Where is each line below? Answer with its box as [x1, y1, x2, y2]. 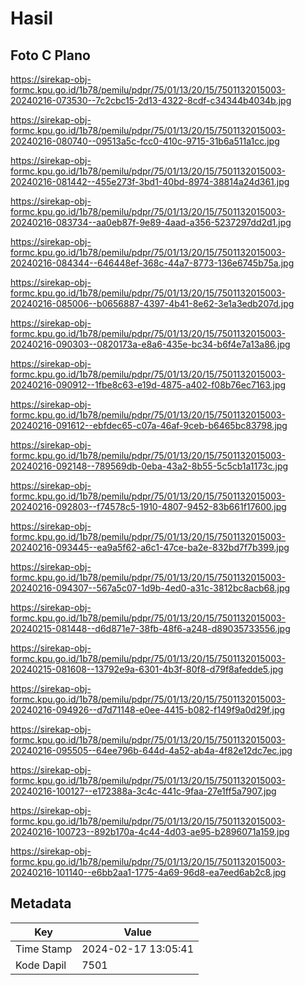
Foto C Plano [10, 47, 91, 64]
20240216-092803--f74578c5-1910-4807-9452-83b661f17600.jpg [10, 501, 287, 512]
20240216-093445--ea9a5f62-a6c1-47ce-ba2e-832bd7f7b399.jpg [10, 542, 290, 553]
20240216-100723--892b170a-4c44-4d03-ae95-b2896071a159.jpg [10, 826, 290, 837]
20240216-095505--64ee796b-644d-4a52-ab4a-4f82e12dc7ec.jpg [10, 745, 293, 756]
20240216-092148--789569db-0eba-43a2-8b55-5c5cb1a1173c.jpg [10, 460, 289, 472]
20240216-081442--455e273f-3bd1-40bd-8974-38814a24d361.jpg [10, 176, 290, 187]
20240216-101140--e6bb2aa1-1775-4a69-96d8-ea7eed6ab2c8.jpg [10, 867, 287, 878]
